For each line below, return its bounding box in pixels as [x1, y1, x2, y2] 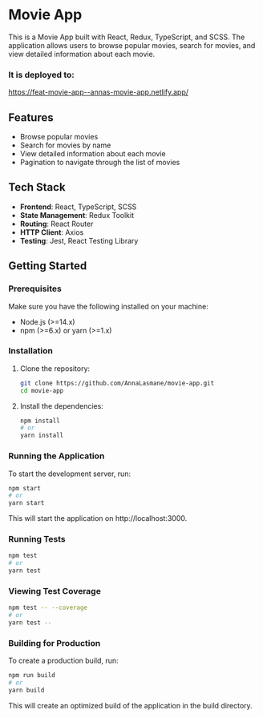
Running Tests [8, 534, 66, 545]
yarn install [19, 431, 64, 440]
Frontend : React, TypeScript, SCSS [19, 202, 137, 212]
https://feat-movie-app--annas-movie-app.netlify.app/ [8, 87, 189, 97]
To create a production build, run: [8, 655, 119, 666]
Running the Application [8, 450, 105, 462]
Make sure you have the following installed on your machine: [8, 301, 208, 311]
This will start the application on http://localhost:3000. [8, 514, 188, 523]
